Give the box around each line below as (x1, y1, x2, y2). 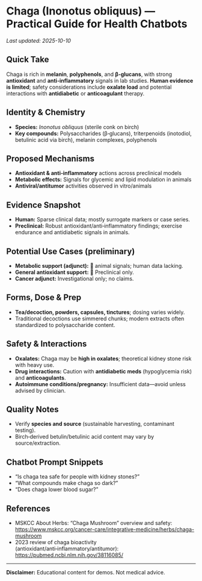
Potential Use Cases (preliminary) (6, 246, 135, 256)
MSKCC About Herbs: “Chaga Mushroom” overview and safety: (14, 519, 173, 527)
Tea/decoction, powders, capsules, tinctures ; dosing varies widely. (14, 308, 185, 316)
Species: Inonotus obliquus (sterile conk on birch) (14, 123, 139, 130)
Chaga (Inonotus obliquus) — (6, 4, 155, 18)
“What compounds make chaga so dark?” (14, 480, 118, 487)
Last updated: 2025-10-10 (6, 37, 71, 44)
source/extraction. (14, 439, 61, 447)
